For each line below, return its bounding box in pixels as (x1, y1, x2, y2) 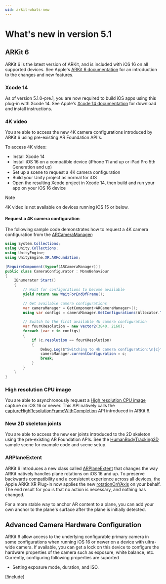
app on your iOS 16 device (12, 185, 66, 191)
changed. (5, 492, 25, 498)
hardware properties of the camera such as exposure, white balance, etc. (5, 549, 155, 555)
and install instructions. (5, 106, 53, 112)
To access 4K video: (5, 144, 47, 150)
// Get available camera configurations (23, 301, 107, 306)
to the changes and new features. (5, 72, 74, 78)
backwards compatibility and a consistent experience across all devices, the (5, 476, 161, 482)
